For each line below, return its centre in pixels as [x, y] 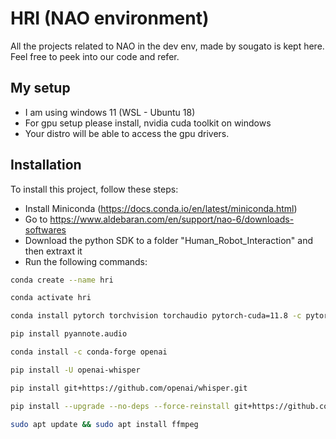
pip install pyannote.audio [69, 334]
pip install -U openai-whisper [75, 370]
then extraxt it [53, 251]
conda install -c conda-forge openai [89, 352]
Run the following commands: [86, 261]
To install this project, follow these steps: [94, 189]
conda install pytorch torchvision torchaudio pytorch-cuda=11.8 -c [156, 316]
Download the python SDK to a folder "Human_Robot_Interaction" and [168, 240]
